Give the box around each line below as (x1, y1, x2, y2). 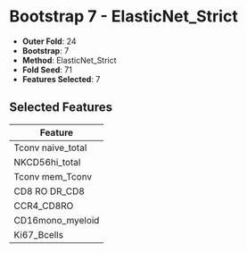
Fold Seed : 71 (21, 64, 73, 75)
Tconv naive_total (13, 141, 87, 154)
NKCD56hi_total (13, 156, 81, 168)
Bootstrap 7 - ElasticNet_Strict (9, 6, 238, 27)
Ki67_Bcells (13, 228, 64, 240)
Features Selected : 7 (21, 73, 101, 84)
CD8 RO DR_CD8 (13, 185, 85, 198)
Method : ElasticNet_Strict (21, 55, 118, 65)
